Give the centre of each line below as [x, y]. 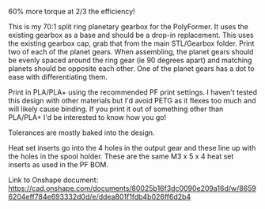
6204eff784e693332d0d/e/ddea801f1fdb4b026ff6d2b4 [100, 197]
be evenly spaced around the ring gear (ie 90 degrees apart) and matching [130, 60]
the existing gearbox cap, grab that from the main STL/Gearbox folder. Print [131, 43]
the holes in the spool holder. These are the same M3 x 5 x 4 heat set [121, 156]
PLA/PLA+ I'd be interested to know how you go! [87, 117]
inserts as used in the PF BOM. [59, 164]
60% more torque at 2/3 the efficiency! [72, 11]
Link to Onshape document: [53, 180]
